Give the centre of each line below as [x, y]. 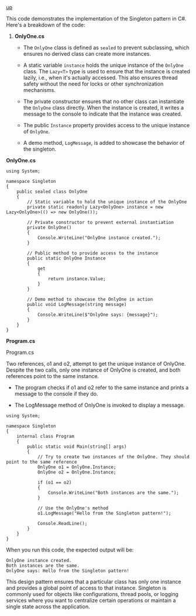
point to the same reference [42, 462]
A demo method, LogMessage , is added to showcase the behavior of [104, 143]
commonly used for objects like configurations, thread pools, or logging [92, 594]
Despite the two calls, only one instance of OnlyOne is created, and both [93, 370]
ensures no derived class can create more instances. [87, 54]
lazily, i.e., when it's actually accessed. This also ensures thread [100, 78]
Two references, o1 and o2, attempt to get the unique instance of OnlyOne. [96, 364]
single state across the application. [48, 607]
